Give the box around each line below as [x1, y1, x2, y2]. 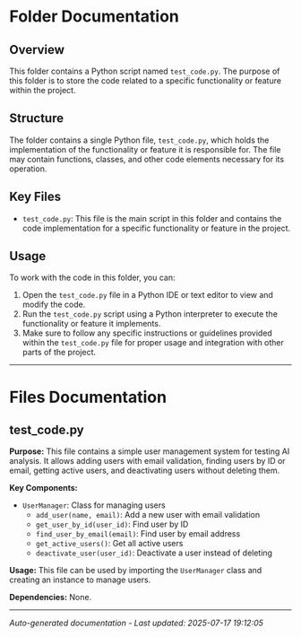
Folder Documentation [9, 6, 179, 27]
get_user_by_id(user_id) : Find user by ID [35, 519, 189, 530]
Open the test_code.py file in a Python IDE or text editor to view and [21, 290, 273, 301]
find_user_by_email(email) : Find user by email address [35, 528, 241, 539]
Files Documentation [9, 387, 168, 407]
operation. [9, 163, 47, 174]
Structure [9, 110, 64, 127]
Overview [9, 42, 65, 57]
